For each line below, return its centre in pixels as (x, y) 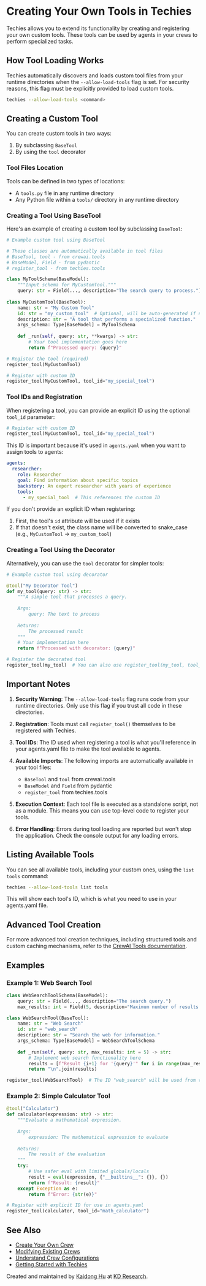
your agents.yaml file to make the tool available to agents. (88, 749)
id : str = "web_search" (48, 1029)
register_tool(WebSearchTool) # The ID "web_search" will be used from (101, 1081)
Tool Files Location (35, 168)
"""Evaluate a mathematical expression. (70, 1120)
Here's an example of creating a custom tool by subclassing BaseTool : (94, 229)
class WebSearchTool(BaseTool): (48, 1018)
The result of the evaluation (67, 1154)
